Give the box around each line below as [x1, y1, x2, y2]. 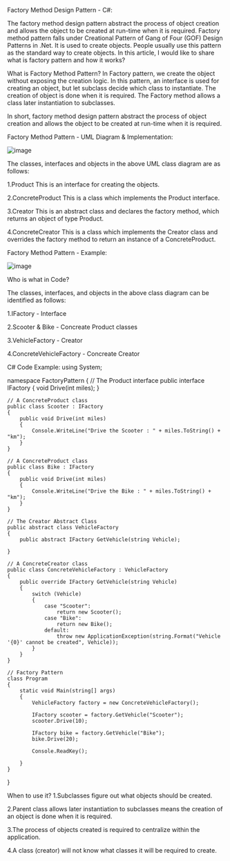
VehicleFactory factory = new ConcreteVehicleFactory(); [32, 699, 199, 706]
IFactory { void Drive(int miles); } [7, 384, 100, 392]
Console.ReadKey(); [32, 748, 88, 755]
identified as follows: [7, 296, 66, 304]
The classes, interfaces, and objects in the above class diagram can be [7, 289, 209, 296]
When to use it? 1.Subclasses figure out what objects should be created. [7, 791, 213, 799]
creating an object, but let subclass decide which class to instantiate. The [7, 84, 216, 92]
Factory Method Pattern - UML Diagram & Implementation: [7, 133, 173, 141]
